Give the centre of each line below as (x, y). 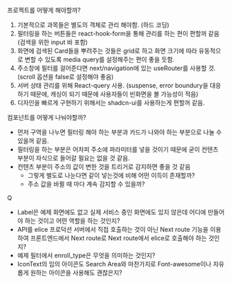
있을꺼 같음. (33, 141)
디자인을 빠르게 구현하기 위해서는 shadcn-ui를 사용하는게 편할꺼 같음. (111, 103)
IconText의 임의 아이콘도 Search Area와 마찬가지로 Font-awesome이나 (114, 264)
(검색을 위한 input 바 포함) (52, 42)
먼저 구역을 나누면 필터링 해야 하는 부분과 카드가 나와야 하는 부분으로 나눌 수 (120, 132)
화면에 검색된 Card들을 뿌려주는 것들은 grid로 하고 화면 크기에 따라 (107, 51)
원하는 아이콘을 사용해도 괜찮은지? (76, 273)
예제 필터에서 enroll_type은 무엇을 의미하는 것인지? (86, 255)
